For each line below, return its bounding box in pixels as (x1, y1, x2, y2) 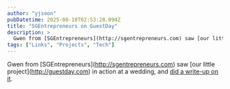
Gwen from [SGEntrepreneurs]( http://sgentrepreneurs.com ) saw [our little (7, 60, 216, 68)
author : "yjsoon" (7, 10, 57, 17)
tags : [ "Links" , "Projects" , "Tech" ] (7, 41, 115, 48)
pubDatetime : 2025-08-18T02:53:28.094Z (7, 16, 121, 23)
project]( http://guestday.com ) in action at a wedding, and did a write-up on (7, 67, 219, 75)
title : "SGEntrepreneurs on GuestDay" (7, 22, 118, 29)
